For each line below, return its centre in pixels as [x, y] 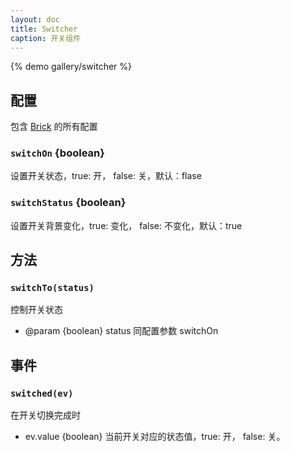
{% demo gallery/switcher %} [71, 67]
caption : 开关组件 [46, 38]
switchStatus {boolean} [68, 203]
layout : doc [35, 19]
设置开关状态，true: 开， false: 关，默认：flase [106, 176]
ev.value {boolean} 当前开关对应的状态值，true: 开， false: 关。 [155, 437]
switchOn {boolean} [57, 153]
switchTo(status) [52, 288]
